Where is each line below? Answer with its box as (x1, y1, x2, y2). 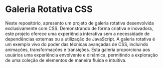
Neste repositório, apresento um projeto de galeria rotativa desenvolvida (5, 20, 154, 26)
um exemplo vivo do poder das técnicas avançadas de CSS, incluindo (5, 41, 149, 47)
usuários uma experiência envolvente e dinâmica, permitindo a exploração (5, 51, 158, 58)
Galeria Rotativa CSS (5, 3, 93, 15)
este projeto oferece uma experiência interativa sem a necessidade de (5, 30, 150, 36)
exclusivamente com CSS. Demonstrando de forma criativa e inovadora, (5, 25, 154, 31)
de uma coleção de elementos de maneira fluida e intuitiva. (5, 57, 127, 63)
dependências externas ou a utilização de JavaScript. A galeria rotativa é (5, 36, 156, 42)
